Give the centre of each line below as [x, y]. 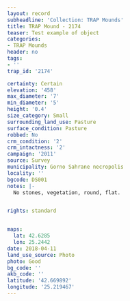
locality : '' [26, 173]
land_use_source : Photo [41, 255]
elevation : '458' [32, 90]
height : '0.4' [27, 110]
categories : [24, 39]
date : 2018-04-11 [32, 249]
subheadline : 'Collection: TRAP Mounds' [66, 20]
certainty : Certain [35, 83]
